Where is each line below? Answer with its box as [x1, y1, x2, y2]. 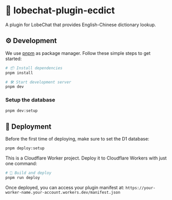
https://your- [125, 185, 156, 190]
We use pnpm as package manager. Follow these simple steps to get [5, 50, 150, 56]
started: [5, 55, 22, 62]
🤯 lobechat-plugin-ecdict [5, 5, 115, 16]
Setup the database [5, 96, 55, 104]
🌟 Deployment [5, 122, 51, 131]
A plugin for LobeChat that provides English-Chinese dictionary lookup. [5, 22, 157, 28]
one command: [5, 161, 37, 167]
